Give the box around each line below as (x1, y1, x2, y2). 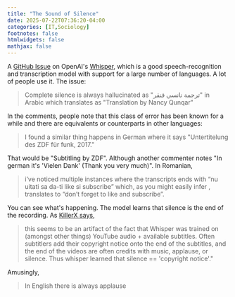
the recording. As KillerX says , (7, 211, 95, 219)
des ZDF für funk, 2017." (24, 140, 95, 148)
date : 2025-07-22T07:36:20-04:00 (7, 17, 106, 24)
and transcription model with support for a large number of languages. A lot (7, 70, 227, 78)
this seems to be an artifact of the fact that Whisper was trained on (24, 225, 220, 232)
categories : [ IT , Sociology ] (7, 23, 90, 30)
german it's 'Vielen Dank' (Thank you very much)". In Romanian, (7, 161, 193, 169)
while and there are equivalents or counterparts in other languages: (7, 119, 203, 127)
